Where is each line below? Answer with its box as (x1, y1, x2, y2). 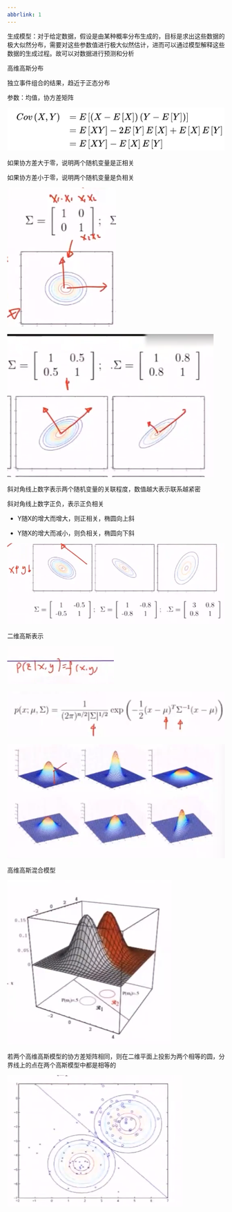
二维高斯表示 (7, 632, 43, 640)
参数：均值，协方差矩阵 (7, 93, 74, 102)
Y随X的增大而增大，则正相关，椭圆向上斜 (17, 514, 135, 523)
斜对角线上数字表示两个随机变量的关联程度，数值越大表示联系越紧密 (7, 485, 201, 494)
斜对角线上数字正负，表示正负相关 (7, 500, 104, 508)
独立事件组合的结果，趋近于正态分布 (7, 78, 110, 86)
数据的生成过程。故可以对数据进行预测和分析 (7, 49, 135, 57)
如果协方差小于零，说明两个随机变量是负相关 (7, 174, 135, 182)
